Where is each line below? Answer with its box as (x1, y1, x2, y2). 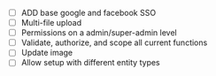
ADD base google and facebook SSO (20, 8, 157, 18)
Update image (20, 48, 73, 58)
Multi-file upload (20, 18, 81, 28)
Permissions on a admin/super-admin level (20, 27, 178, 38)
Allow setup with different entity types (20, 57, 160, 68)
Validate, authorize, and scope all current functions (20, 37, 208, 48)
